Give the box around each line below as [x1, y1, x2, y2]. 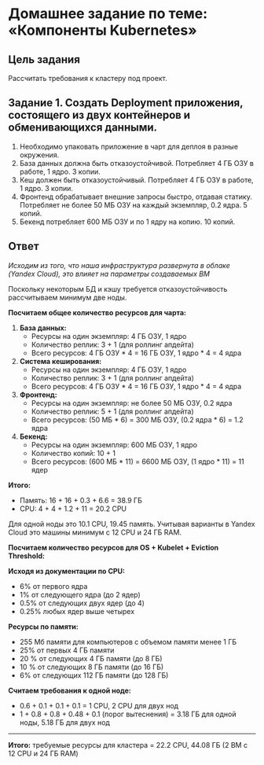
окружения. [19, 150, 60, 160]
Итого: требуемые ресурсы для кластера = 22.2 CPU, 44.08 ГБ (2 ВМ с [8, 740, 248, 749]
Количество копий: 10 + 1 [31, 448, 116, 458]
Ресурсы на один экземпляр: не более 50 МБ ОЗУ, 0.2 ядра [31, 398, 233, 407]
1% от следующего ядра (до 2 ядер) [19, 590, 141, 599]
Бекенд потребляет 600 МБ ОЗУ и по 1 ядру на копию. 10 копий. [19, 217, 236, 226]
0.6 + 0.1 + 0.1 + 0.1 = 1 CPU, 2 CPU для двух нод [19, 701, 179, 710]
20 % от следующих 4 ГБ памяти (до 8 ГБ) [19, 653, 163, 663]
